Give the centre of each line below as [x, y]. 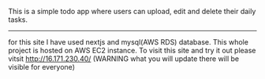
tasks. [18, 20]
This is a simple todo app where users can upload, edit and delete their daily [132, 11]
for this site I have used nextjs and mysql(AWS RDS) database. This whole [128, 42]
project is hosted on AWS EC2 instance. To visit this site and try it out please [132, 50]
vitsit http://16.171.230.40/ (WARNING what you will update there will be [123, 59]
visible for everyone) [41, 67]
